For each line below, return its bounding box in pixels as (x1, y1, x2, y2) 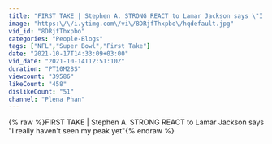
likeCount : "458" (8, 80, 67, 88)
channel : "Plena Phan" (8, 95, 85, 103)
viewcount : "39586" (8, 72, 75, 81)
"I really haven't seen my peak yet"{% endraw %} (8, 126, 175, 136)
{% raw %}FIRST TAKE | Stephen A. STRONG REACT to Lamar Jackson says (8, 117, 265, 127)
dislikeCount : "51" (8, 87, 75, 96)
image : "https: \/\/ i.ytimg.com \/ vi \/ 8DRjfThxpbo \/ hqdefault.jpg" (8, 20, 234, 28)
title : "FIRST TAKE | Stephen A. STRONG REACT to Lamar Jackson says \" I (8, 11, 264, 20)
